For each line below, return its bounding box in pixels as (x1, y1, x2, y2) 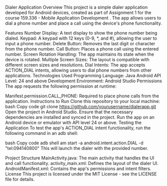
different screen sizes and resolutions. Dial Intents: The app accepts (5, 62, 145, 68)
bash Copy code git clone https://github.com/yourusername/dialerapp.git (5, 104, 156, 109)
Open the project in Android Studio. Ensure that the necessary (5, 109, 133, 115)
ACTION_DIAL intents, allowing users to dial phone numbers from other (5, 67, 152, 73)
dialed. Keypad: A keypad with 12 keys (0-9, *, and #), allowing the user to (5, 35, 157, 41)
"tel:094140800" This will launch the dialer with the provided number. (5, 145, 148, 151)
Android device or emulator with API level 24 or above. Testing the (5, 120, 142, 125)
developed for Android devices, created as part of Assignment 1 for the (5, 10, 151, 16)
